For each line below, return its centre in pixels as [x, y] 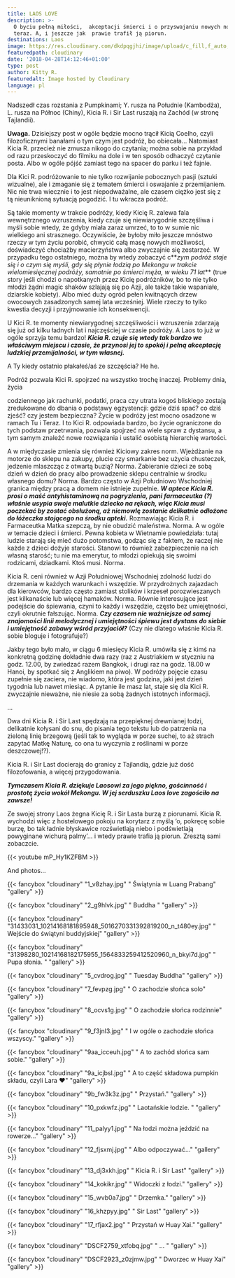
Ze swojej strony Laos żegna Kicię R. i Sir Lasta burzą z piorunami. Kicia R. [115, 814]
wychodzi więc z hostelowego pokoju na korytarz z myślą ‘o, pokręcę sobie [116, 821]
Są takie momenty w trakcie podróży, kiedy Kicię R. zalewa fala [98, 213]
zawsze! [20, 800]
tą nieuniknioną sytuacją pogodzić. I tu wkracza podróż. [88, 199]
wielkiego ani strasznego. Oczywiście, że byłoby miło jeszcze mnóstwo [110, 235]
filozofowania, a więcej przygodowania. [64, 772]
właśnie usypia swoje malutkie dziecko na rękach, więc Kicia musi [106, 504]
